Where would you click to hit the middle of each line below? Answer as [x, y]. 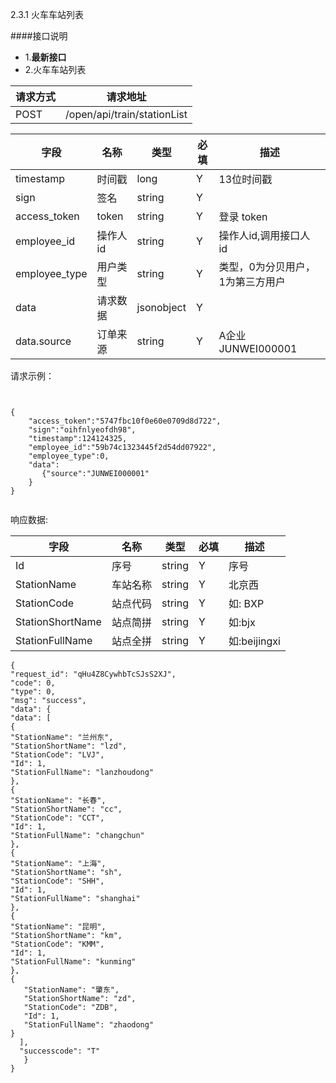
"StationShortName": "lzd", [69, 746]
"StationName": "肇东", [71, 990]
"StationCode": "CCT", [57, 818]
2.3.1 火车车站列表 [47, 14]
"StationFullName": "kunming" [73, 962]
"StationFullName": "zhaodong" [89, 1025]
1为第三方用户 [252, 281]
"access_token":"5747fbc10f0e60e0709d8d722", [125, 421]
